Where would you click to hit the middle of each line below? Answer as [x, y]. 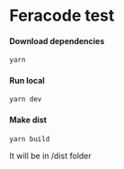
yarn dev [26, 100]
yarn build [30, 139]
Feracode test [62, 16]
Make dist [28, 120]
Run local [27, 80]
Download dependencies [57, 40]
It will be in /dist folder [50, 156]
